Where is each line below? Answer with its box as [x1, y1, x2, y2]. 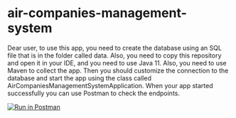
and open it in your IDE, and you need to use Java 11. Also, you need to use [7, 58, 227, 67]
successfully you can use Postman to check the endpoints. [7, 89, 180, 97]
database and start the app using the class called [7, 73, 151, 82]
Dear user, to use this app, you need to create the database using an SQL [7, 43, 222, 52]
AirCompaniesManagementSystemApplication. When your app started [7, 81, 213, 90]
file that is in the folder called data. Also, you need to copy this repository [7, 51, 222, 60]
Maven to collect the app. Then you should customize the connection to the [7, 66, 229, 75]
